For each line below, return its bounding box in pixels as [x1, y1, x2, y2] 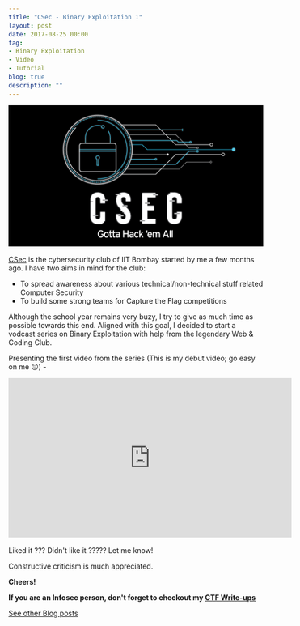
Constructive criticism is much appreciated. [8, 561, 154, 571]
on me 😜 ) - [8, 362, 47, 372]
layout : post [8, 21, 53, 30]
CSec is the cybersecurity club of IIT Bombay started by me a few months [8, 255, 255, 265]
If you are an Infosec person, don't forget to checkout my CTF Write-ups [8, 593, 256, 603]
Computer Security [19, 287, 84, 297]
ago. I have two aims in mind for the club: [8, 263, 146, 273]
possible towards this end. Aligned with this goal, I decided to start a [8, 321, 236, 330]
